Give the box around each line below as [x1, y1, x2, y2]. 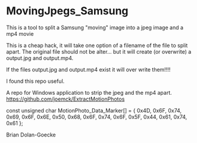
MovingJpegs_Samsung [6, 4, 129, 18]
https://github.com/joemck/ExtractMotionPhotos [6, 95, 125, 102]
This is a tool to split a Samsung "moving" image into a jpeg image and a [6, 24, 183, 31]
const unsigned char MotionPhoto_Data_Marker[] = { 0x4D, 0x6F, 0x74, [6, 107, 182, 114]
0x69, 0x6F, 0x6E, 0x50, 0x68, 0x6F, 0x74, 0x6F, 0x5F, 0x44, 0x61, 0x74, [6, 113, 187, 120]
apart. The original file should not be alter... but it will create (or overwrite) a [6, 48, 192, 55]
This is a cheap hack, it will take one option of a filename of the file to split [6, 42, 188, 49]
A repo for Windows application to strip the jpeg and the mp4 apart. [6, 89, 172, 96]
